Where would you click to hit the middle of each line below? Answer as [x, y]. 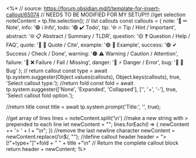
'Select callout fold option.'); [40, 95]
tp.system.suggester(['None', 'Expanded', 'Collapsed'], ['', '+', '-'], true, [92, 89]
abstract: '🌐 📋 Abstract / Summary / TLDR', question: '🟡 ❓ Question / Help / [98, 36]
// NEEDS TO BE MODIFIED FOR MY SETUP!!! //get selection [113, 15]
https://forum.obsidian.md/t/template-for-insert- [102, 8]
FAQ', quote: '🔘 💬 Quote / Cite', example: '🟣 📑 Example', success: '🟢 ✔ [92, 45]
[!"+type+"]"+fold [27, 143]
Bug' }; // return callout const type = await [57, 71]
